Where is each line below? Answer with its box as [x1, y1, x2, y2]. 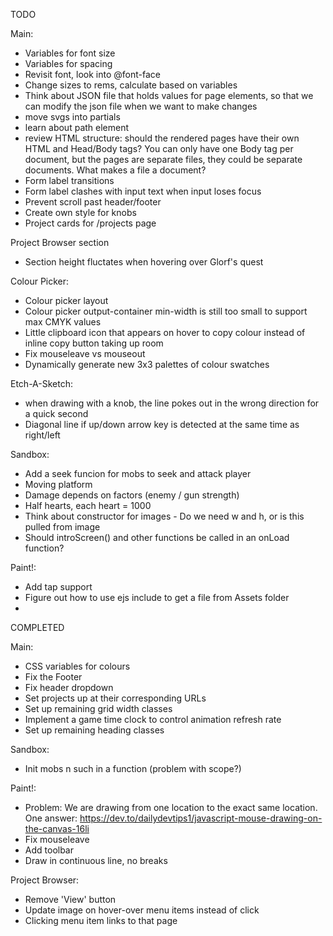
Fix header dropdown [24, 682, 114, 693]
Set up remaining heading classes [24, 724, 165, 736]
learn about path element [24, 122, 130, 133]
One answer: [24, 812, 78, 824]
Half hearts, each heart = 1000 [24, 500, 152, 511]
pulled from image [24, 521, 101, 533]
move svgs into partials [24, 111, 121, 123]
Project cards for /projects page [24, 217, 157, 229]
